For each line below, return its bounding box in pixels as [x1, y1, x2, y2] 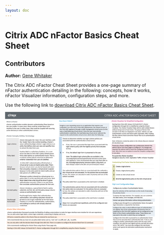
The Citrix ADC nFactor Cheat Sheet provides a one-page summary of [5, 82, 146, 88]
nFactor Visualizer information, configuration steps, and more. [5, 92, 130, 98]
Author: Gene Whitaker [5, 73, 52, 78]
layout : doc [5, 8, 29, 13]
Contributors [5, 59, 45, 68]
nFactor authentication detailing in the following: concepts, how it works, [5, 87, 151, 93]
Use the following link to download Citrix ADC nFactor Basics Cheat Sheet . [5, 102, 155, 108]
